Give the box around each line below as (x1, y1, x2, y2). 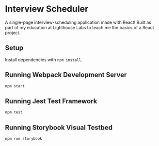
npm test (5, 110, 23, 115)
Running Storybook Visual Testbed (5, 123, 113, 131)
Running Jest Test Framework (5, 97, 97, 105)
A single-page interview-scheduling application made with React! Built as (5, 19, 152, 25)
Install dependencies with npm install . (5, 57, 82, 63)
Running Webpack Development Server (5, 71, 127, 79)
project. (5, 30, 21, 35)
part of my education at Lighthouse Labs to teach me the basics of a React (5, 24, 154, 30)
